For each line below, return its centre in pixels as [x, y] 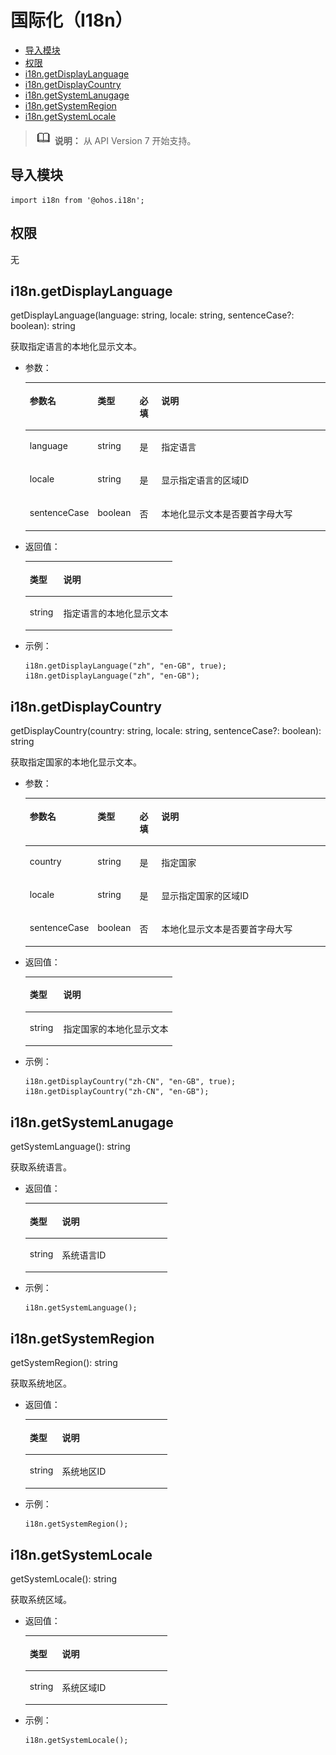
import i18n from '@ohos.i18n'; [77, 200]
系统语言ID [84, 1255]
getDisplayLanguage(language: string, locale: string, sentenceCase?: [152, 315]
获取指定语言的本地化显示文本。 [76, 347]
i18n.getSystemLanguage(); [81, 1308]
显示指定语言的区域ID [205, 480]
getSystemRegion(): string [64, 1363]
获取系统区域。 [41, 1600]
